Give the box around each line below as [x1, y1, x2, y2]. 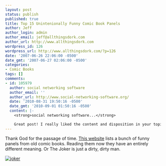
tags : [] [5, 72, 23, 77]
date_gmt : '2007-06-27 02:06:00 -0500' [5, 58, 87, 63]
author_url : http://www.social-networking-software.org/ [9, 94, 129, 99]
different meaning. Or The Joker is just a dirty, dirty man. [5, 146, 121, 152]
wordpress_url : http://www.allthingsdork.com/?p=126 [5, 48, 116, 53]
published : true [5, 16, 39, 21]
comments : [5, 76, 26, 81]
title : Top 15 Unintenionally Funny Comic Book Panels [5, 21, 121, 26]
